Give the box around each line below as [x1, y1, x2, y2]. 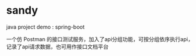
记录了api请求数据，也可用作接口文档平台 [6, 43, 109, 50]
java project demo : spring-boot [6, 23, 85, 30]
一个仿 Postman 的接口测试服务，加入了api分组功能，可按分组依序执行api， [6, 35, 194, 42]
